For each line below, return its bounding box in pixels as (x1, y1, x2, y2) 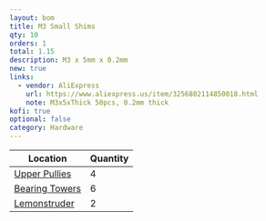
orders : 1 (9, 38, 47, 48)
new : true (9, 65, 47, 74)
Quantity (89, 152, 129, 165)
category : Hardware (9, 124, 84, 133)
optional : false (9, 115, 71, 124)
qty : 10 (9, 30, 39, 39)
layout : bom (9, 13, 55, 23)
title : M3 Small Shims (9, 22, 96, 31)
